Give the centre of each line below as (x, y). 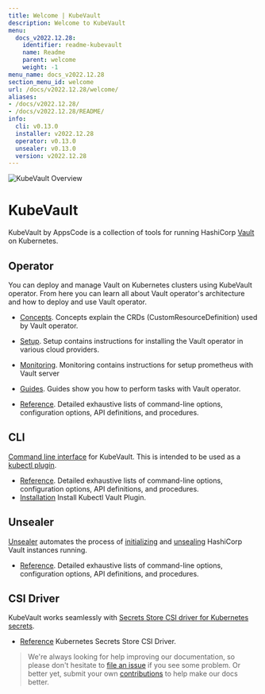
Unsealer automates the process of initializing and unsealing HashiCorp (125, 542)
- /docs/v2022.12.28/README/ (56, 112)
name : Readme (44, 52)
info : (17, 119)
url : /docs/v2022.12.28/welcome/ (63, 89)
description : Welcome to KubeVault (67, 23)
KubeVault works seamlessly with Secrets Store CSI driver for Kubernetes (129, 618)
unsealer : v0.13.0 (46, 148)
